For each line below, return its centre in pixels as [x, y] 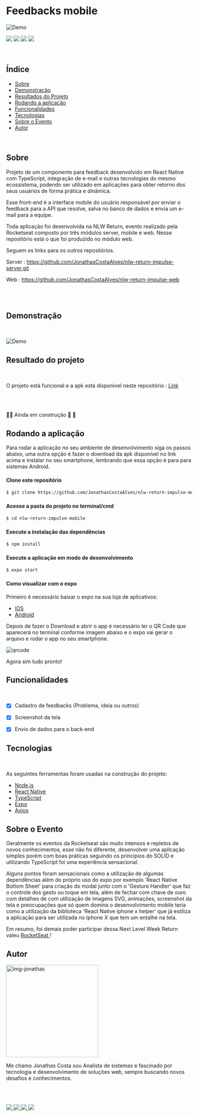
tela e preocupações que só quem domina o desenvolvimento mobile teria [96, 905]
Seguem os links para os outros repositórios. [60, 250]
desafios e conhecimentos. [39, 1078]
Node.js [24, 785]
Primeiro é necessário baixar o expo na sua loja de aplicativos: [82, 597]
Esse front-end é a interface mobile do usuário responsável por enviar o [93, 202]
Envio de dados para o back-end [54, 729]
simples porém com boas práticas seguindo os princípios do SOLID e [90, 856]
